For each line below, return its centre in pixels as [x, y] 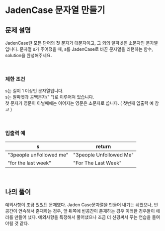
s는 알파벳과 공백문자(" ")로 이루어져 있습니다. [50, 97]
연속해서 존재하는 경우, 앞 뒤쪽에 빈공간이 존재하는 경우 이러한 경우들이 [86, 211]
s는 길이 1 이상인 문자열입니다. [34, 91]
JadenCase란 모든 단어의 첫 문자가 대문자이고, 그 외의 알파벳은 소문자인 [75, 43]
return [104, 146]
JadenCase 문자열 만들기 [55, 10]
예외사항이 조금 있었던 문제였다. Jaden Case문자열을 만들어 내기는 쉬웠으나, [79, 205]
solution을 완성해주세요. [29, 55]
